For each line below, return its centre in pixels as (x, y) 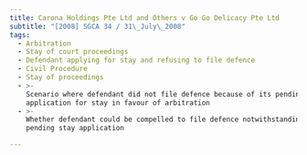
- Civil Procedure (53, 69)
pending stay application (75, 129)
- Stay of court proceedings (73, 52)
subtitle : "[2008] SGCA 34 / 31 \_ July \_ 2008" (97, 26)
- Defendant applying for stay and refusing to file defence (137, 60)
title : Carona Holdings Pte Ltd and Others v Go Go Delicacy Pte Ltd (145, 18)
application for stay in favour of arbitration (118, 103)
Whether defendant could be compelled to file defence (132, 119)
